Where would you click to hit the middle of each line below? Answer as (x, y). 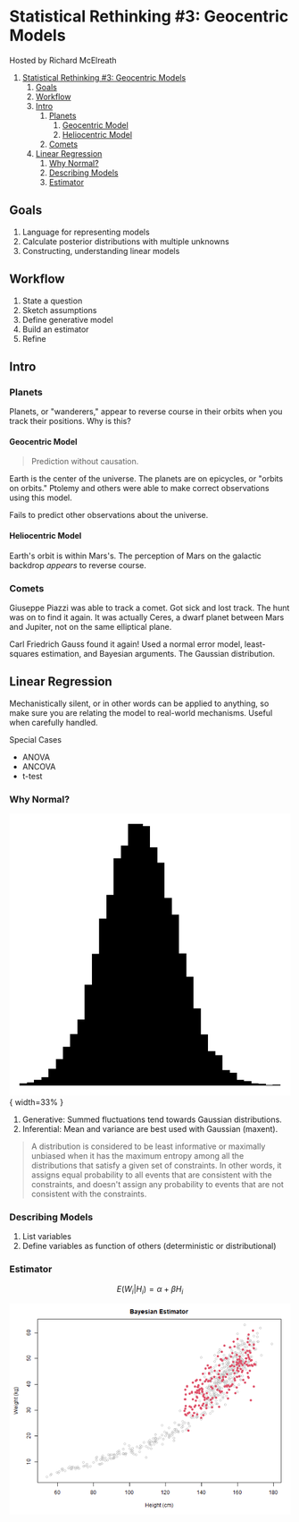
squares (24, 653)
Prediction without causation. (85, 462)
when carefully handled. (54, 722)
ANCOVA (39, 766)
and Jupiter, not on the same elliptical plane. (91, 626)
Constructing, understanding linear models (101, 251)
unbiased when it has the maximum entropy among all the (137, 1156)
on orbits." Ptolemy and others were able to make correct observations (139, 489)
